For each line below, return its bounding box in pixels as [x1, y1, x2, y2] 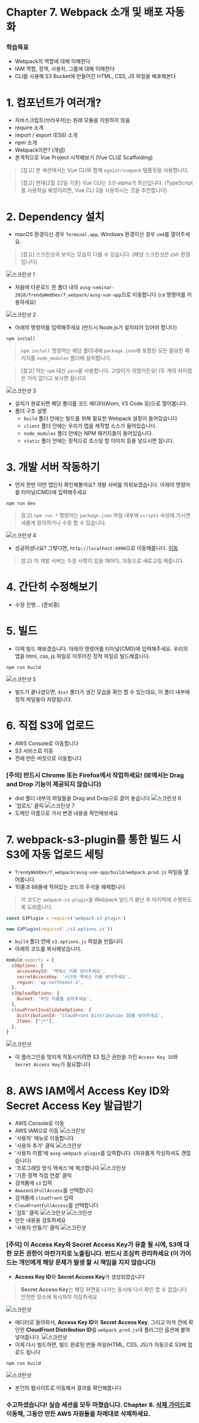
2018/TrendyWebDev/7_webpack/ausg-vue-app [14, 292, 122, 298]
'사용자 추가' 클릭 [14, 1142, 55, 1149]
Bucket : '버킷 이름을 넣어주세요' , [17, 996, 93, 1002]
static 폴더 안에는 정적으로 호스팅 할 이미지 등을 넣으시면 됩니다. [23, 437, 175, 444]
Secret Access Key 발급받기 [6, 1099, 143, 1112]
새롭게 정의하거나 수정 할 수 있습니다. [20, 519, 107, 527]
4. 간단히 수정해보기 [6, 580, 98, 594]
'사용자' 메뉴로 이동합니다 [14, 1134, 74, 1142]
